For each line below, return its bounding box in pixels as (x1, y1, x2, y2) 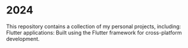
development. (6, 35, 40, 42)
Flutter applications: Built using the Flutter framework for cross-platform (6, 29, 182, 36)
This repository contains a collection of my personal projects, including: (6, 23, 181, 30)
